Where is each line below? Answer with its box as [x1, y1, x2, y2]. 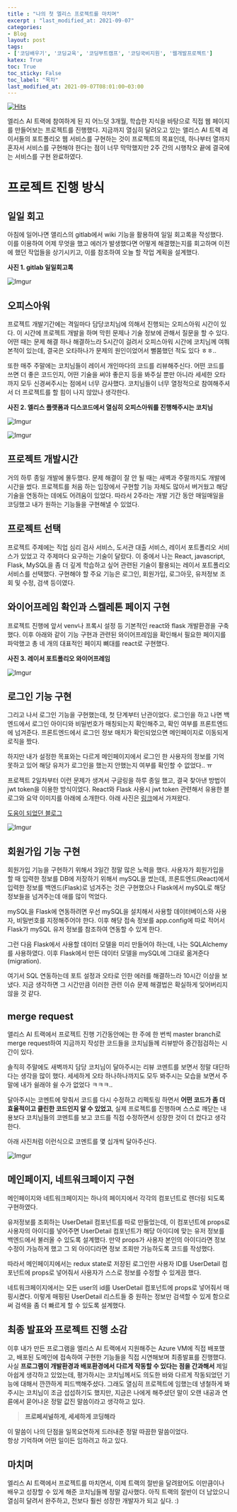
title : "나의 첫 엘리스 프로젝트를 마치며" [7, 10, 120, 18]
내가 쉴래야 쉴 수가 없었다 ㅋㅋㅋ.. [20, 1080, 113, 1089]
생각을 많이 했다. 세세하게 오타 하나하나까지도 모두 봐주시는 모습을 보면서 [20, 1071, 221, 1080]
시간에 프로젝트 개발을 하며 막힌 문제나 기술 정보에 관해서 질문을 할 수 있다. [23, 329, 230, 337]
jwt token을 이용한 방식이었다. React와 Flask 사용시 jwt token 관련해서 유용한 [7, 785, 223, 794]
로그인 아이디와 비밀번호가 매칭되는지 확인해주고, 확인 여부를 [31, 719, 198, 728]
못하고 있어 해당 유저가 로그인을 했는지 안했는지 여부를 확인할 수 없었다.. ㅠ [7, 761, 213, 770]
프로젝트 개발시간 [7, 453, 79, 465]
